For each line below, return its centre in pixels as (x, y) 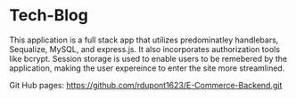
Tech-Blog (49, 15)
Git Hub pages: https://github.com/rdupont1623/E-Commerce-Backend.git (146, 85)
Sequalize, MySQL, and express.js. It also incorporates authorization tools (145, 49)
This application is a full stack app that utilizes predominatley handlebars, (144, 40)
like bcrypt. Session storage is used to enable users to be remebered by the (148, 58)
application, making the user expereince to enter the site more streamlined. (147, 68)
